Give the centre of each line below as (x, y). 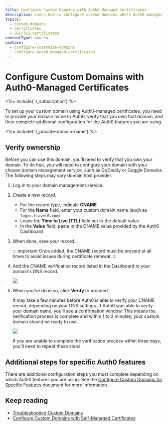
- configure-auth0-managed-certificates (52, 52)
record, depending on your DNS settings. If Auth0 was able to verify (82, 306)
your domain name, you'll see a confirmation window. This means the (84, 311)
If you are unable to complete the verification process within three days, (87, 341)
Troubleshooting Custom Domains (48, 412)
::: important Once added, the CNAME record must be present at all (82, 251)
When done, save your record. (44, 241)
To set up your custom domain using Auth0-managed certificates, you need (83, 111)
